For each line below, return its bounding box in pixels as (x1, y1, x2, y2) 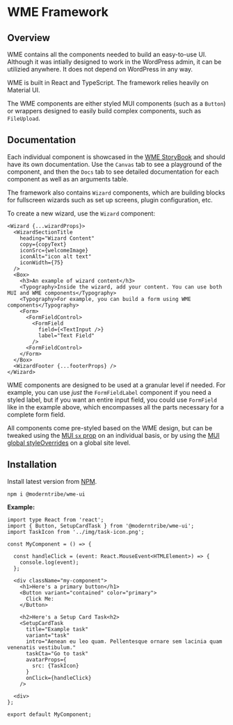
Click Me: (25, 595, 54, 602)
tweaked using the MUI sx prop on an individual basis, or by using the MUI (7, 431, 220, 439)
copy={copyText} (19, 241, 67, 247)
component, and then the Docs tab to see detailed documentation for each (7, 168, 219, 176)
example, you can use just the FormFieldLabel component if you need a (7, 388, 212, 396)
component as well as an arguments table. (7, 174, 129, 183)
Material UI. (7, 86, 40, 94)
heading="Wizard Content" (19, 234, 95, 242)
